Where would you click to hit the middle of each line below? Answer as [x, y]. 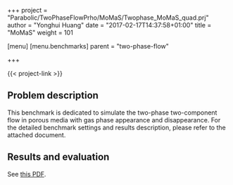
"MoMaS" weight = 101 [40, 32]
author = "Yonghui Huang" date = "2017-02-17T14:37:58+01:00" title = [109, 25]
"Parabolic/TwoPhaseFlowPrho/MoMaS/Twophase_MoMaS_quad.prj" [108, 18]
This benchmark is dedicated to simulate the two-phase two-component [112, 113]
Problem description [53, 95]
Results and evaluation [58, 157]
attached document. [37, 135]
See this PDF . [27, 174]
